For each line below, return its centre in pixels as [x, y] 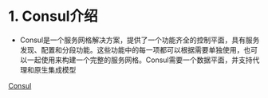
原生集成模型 [55, 69]
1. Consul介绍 [53, 16]
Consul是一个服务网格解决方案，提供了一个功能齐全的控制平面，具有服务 [140, 40]
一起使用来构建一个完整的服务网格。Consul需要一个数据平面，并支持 [140, 60]
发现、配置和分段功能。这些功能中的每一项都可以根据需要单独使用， [132, 49]
